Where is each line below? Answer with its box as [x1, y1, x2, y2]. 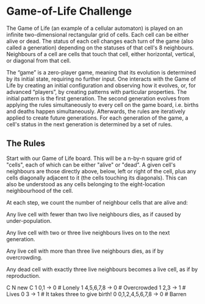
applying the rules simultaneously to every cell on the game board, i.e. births [6, 101, 199, 108]
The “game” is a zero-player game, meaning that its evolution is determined [6, 68, 196, 76]
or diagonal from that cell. [6, 57, 71, 64]
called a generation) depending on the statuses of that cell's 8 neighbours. [6, 44, 194, 51]
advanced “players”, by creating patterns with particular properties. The [6, 88, 187, 95]
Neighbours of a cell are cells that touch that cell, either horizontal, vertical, [6, 50, 195, 57]
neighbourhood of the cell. [6, 187, 73, 194]
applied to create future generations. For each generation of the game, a [6, 114, 189, 121]
